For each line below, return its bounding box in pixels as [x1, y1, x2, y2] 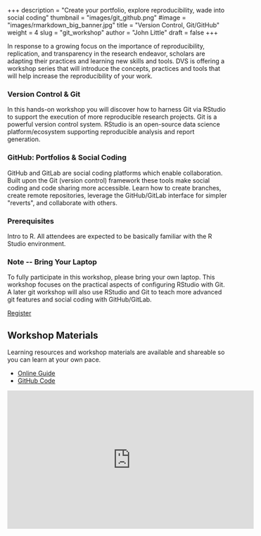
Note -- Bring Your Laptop [7, 256, 97, 266]
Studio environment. [7, 239, 66, 248]
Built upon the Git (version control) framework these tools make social [7, 176, 210, 185]
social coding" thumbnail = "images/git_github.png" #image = [7, 13, 186, 22]
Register [7, 309, 32, 318]
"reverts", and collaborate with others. [7, 198, 117, 207]
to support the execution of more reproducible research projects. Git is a [7, 112, 217, 122]
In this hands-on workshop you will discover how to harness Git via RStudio [7, 105, 227, 114]
